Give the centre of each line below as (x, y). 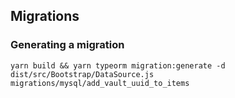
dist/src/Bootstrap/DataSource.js (82, 74)
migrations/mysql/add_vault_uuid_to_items (100, 83)
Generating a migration (67, 45)
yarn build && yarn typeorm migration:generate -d (118, 65)
